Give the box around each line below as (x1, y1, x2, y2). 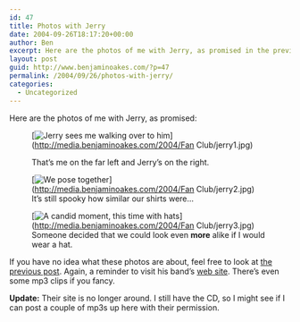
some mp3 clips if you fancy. (9, 275, 116, 286)
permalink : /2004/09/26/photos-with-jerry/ (9, 72, 174, 80)
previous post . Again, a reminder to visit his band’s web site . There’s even (9, 266, 279, 276)
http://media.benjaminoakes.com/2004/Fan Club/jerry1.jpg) (34, 140, 254, 150)
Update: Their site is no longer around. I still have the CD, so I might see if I (9, 292, 286, 303)
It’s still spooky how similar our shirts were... (31, 193, 195, 204)
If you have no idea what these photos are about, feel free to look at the (9, 256, 272, 267)
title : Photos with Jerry (9, 21, 105, 30)
